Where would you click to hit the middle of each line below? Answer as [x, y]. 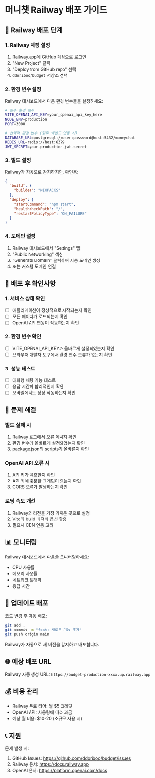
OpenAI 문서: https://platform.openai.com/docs [60, 771]
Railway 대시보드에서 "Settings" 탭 [46, 248]
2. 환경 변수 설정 [23, 89]
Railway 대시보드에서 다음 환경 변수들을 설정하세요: [54, 101]
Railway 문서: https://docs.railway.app [50, 764]
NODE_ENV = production [26, 119]
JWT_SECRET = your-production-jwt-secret [46, 147]
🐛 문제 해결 [21, 410]
